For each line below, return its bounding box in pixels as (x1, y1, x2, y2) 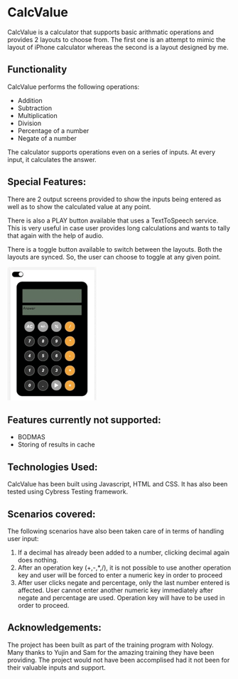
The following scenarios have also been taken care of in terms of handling (7, 527, 225, 535)
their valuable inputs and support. (7, 663, 107, 672)
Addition (17, 96, 43, 105)
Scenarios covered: (7, 508, 96, 520)
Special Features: (7, 176, 87, 188)
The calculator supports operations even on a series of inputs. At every (7, 147, 215, 156)
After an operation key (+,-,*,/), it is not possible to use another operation (17, 563, 232, 572)
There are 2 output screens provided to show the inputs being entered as (7, 195, 222, 203)
